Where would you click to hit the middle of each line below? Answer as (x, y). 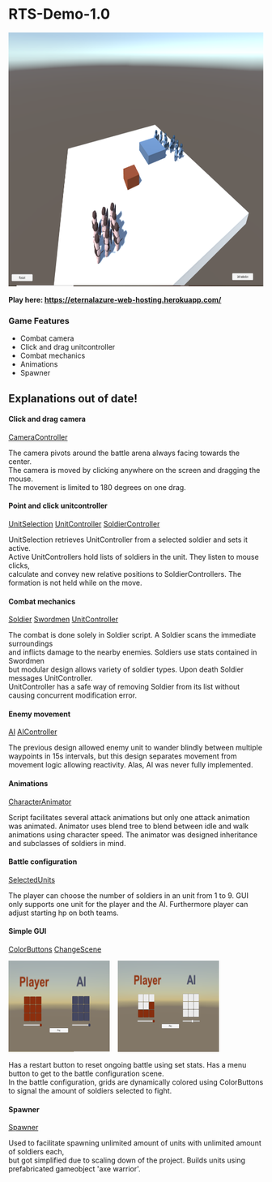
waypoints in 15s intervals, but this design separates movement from (123, 756)
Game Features (39, 320)
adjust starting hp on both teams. (64, 913)
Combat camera (47, 338)
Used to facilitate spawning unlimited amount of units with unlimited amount (135, 1143)
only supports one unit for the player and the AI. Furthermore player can (128, 904)
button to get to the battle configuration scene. (86, 1074)
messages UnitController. (51, 678)
